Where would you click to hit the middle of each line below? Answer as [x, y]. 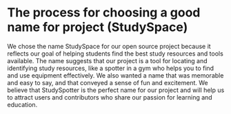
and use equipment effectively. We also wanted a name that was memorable [115, 75]
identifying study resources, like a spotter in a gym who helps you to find [111, 68]
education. [22, 104]
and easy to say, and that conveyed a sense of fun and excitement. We [108, 82]
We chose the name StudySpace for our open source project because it [109, 46]
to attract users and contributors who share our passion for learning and [110, 97]
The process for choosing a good [104, 13]
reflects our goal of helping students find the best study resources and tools [115, 54]
